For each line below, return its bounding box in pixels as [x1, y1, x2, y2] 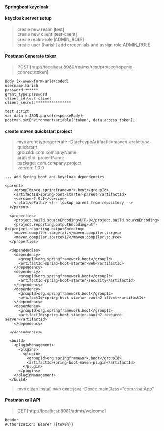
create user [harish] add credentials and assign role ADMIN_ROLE [17, 42, 151, 48]
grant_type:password [5, 92, 48, 97]
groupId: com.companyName [17, 149, 77, 155]
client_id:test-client [5, 96, 52, 101]
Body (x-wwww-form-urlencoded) [5, 79, 69, 84]
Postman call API [5, 397, 41, 403]
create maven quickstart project [5, 128, 72, 134]
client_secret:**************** [5, 100, 71, 105]
